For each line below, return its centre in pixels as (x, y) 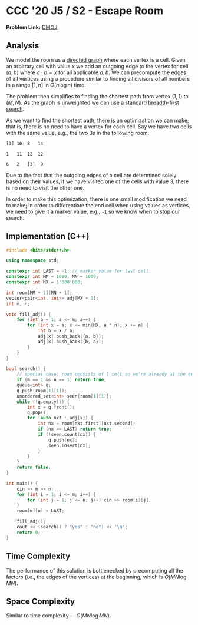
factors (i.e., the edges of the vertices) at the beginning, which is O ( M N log (96, 577)
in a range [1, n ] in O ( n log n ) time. (46, 85)
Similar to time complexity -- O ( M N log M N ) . (59, 616)
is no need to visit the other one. (45, 187)
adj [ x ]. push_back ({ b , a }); (71, 342)
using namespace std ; (33, 260)
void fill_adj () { (29, 314)
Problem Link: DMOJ (32, 27)
